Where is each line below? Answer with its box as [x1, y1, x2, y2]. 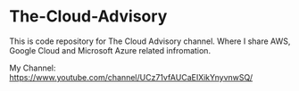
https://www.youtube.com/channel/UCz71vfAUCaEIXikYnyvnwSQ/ [9, 71, 253, 82]
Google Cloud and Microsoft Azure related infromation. [9, 45, 212, 55]
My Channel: [9, 62, 56, 73]
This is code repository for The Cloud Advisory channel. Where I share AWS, [9, 36, 291, 46]
